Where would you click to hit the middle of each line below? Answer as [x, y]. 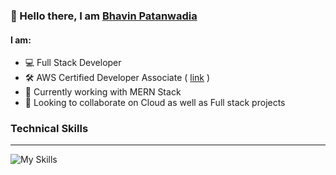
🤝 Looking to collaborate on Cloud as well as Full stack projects [155, 103]
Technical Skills [49, 129]
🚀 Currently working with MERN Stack [103, 92]
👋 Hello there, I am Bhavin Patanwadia [104, 16]
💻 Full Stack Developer [73, 63]
